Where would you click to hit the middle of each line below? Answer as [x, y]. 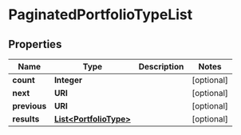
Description [161, 67]
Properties [35, 44]
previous [30, 106]
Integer [68, 80]
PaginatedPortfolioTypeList [101, 15]
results [26, 119]
